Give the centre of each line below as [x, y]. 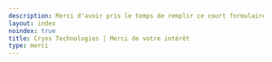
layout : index [32, 23]
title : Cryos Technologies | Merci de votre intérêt [99, 38]
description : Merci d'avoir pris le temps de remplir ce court [117, 16]
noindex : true [32, 31]
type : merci [28, 46]
